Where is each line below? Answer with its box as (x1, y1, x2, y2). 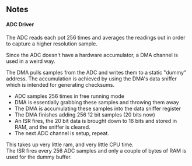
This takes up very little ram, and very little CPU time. (6, 141, 134, 148)
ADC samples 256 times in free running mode (14, 93, 124, 100)
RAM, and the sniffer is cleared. (14, 123, 90, 130)
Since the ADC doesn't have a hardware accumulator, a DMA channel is (6, 51, 178, 58)
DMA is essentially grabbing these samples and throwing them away (14, 98, 179, 105)
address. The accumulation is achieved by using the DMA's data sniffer (6, 75, 177, 82)
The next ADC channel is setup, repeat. (14, 129, 110, 136)
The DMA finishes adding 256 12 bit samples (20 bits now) (14, 111, 156, 118)
